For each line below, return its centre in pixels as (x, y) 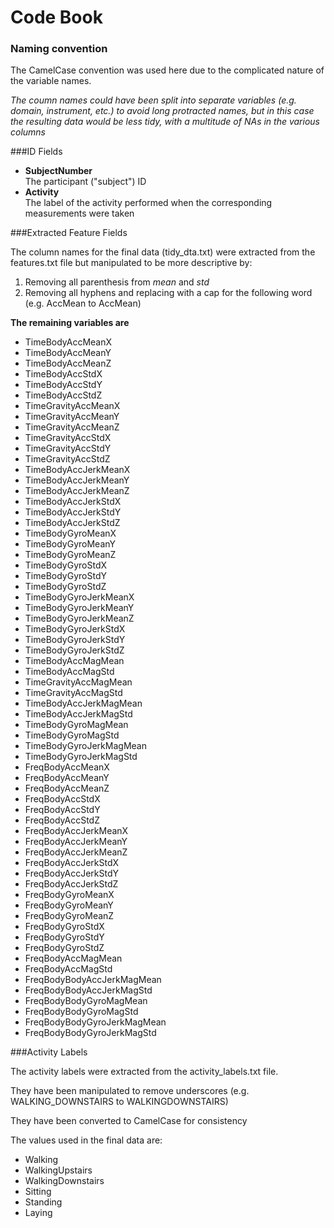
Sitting (38, 1192)
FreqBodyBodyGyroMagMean (86, 1001)
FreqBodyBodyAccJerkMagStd (88, 990)
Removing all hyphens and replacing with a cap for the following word (168, 293)
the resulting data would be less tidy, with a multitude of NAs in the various (165, 122)
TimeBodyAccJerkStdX (73, 502)
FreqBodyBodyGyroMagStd (81, 1012)
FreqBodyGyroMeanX (69, 895)
